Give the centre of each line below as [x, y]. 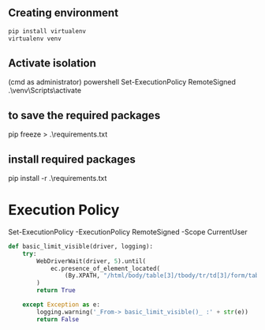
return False [58, 319]
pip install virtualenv [47, 31]
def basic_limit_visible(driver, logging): [81, 246]
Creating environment [63, 13]
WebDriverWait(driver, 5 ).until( [91, 261]
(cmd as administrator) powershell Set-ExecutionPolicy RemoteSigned [122, 82]
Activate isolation [52, 63]
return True [56, 291]
